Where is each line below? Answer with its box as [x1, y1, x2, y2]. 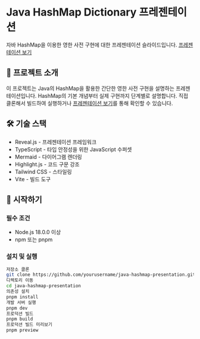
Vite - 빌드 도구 [14, 175, 51, 182]
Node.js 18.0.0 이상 [14, 229, 61, 236]
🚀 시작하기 [6, 194, 43, 204]
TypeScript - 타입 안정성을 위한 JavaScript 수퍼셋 [14, 145, 132, 153]
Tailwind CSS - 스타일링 [14, 168, 73, 175]
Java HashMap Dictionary [6, 5, 137, 19]
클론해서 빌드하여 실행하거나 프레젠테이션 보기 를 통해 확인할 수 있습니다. [6, 99, 173, 107]
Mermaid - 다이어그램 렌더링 [14, 153, 82, 160]
